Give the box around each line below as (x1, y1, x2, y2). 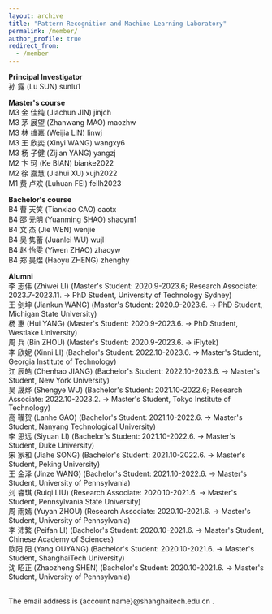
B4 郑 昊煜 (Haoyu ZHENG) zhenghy (8, 255, 130, 265)
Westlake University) (8, 328, 78, 337)
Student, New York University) (8, 375, 110, 385)
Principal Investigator (8, 72, 83, 81)
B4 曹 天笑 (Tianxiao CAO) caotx (8, 205, 117, 214)
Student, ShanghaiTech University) (8, 553, 125, 563)
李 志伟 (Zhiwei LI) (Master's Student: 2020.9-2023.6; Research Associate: (8, 281, 258, 291)
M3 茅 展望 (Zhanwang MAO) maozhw (8, 118, 136, 127)
